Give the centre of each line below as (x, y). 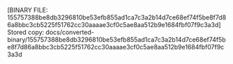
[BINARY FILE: (28, 10)
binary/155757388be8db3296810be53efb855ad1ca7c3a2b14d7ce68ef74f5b (116, 40)
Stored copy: (26, 32)
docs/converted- (70, 32)
